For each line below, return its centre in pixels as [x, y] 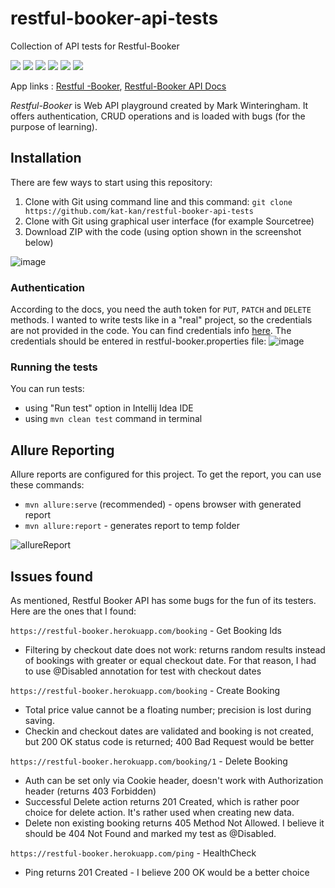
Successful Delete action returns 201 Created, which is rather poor [162, 801]
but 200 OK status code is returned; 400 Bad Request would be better [169, 741]
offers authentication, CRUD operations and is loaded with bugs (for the [158, 116]
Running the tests [54, 367]
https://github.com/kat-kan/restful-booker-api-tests [139, 211]
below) [39, 242]
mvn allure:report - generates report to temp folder [132, 526]
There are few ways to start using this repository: [111, 182]
